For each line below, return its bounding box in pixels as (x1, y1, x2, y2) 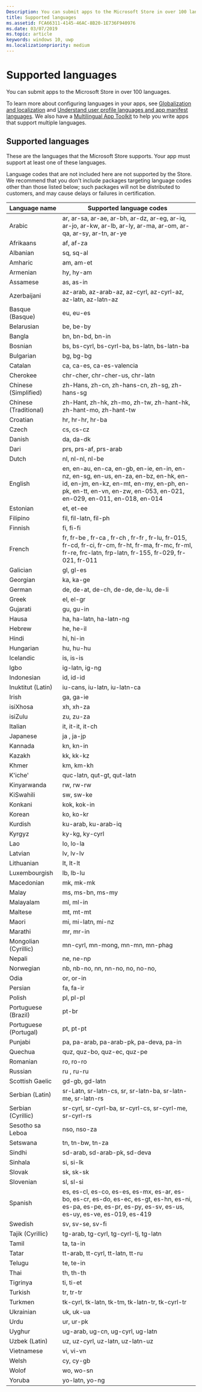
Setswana (9, 1138, 37, 1147)
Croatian (9, 415, 34, 424)
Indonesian (9, 673, 41, 681)
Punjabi (9, 1038, 31, 1046)
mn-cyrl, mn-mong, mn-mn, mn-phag (62, 940, 173, 949)
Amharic (9, 258, 33, 266)
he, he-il (62, 624, 87, 633)
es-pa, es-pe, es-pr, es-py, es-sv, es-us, (62, 1202, 185, 1210)
